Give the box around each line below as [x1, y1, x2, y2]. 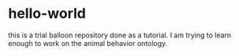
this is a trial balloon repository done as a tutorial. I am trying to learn [8, 30, 232, 40]
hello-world [8, 5, 87, 23]
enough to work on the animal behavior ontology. [8, 38, 168, 47]
